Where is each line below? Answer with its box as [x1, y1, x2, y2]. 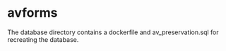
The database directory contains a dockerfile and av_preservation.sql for [7, 28, 219, 36]
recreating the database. [7, 35, 79, 43]
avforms [7, 5, 58, 21]
